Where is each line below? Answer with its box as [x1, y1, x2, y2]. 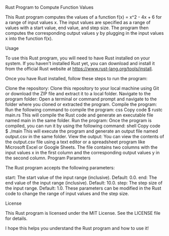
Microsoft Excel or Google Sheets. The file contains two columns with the [5, 144, 158, 150]
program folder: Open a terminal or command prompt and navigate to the [5, 96, 157, 102]
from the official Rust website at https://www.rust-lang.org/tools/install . [5, 66, 153, 72]
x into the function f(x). [5, 35, 53, 41]
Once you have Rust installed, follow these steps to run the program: [5, 76, 148, 81]
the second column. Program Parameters [5, 155, 91, 161]
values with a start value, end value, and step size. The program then [5, 25, 149, 31]
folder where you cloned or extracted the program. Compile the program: [5, 101, 157, 107]
